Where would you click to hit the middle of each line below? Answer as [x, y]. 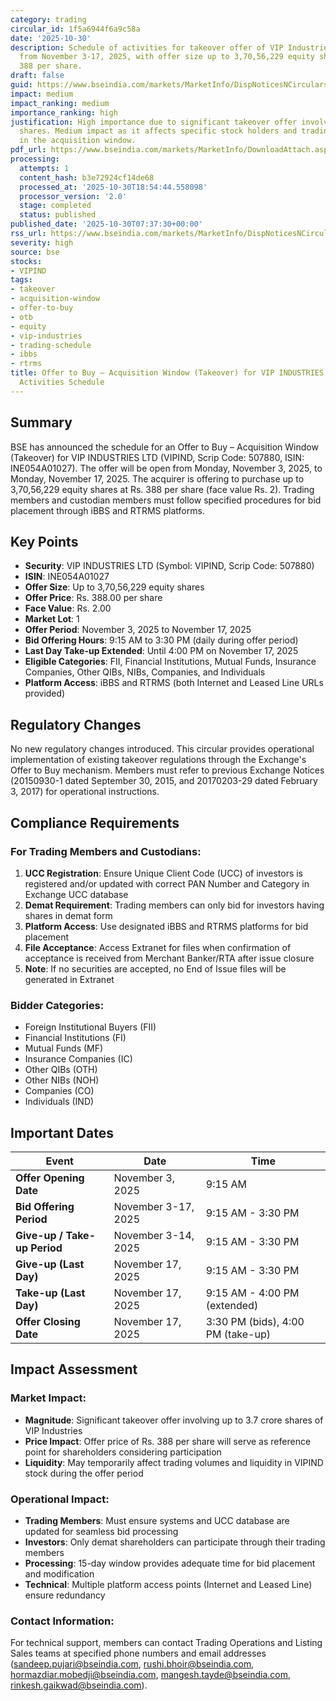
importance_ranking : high [64, 112]
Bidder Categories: [57, 1005]
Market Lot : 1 [52, 619]
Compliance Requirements [95, 822]
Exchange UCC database [76, 894]
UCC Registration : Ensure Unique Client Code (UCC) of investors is [164, 873]
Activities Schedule [62, 382]
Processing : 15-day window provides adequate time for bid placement [170, 1563]
